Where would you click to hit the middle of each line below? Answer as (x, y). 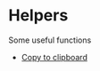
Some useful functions (50, 40)
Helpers (38, 16)
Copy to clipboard (54, 57)
